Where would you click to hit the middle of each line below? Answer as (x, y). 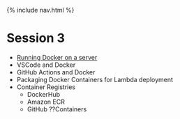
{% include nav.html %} (40, 10)
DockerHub (44, 94)
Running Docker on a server (57, 57)
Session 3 (36, 38)
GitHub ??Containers (57, 109)
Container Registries (46, 87)
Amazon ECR (46, 102)
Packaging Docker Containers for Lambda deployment (95, 79)
